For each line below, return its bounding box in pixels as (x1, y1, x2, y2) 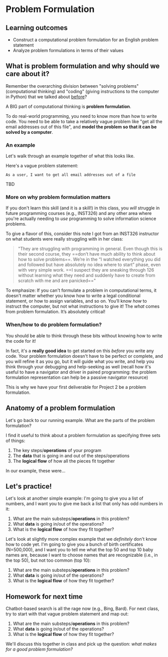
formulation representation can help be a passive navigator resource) (5, 374, 148, 380)
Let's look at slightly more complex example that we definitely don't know (5, 536, 157, 542)
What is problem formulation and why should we (5, 62, 160, 71)
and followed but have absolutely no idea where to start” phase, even (17, 262, 161, 268)
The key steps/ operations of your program (12, 447, 101, 453)
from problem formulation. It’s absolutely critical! (5, 309, 105, 315)
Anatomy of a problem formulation (5, 404, 115, 412)
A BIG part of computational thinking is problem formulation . (5, 103, 131, 109)
